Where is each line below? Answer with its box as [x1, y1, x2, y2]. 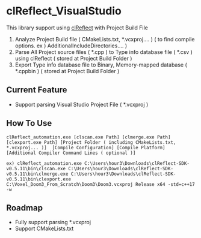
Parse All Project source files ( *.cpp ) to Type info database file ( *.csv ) [14, 48, 193, 55]
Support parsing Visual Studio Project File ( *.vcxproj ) [14, 101, 149, 108]
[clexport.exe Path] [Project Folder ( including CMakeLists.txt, [6, 139, 176, 145]
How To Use [6, 118, 52, 128]
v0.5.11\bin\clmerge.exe [6, 171, 69, 177]
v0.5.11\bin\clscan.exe [6, 165, 66, 171]
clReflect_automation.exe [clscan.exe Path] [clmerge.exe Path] [6, 134, 171, 140]
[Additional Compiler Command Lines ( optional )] [6, 150, 136, 156]
